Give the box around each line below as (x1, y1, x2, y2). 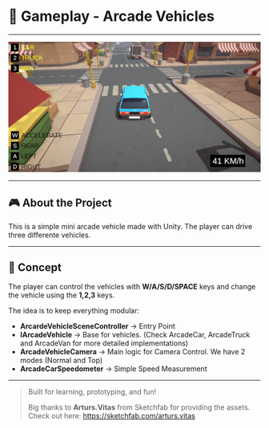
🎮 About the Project (8, 196, 112, 210)
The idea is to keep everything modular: (8, 306, 140, 316)
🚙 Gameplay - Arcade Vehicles (8, 7, 215, 26)
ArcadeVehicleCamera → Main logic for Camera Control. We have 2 (19, 347, 246, 357)
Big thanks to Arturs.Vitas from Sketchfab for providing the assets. (27, 402, 251, 412)
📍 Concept (8, 260, 62, 275)
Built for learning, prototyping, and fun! (27, 387, 157, 397)
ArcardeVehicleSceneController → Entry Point (19, 321, 176, 331)
